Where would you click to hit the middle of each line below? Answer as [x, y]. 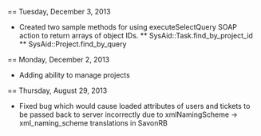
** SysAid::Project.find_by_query [73, 44]
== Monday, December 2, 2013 [59, 60]
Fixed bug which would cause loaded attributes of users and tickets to [134, 106]
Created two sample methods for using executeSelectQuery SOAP [128, 27]
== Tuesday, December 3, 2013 [59, 12]
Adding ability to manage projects [75, 75]
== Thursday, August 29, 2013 [57, 90]
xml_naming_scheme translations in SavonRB [93, 123]
